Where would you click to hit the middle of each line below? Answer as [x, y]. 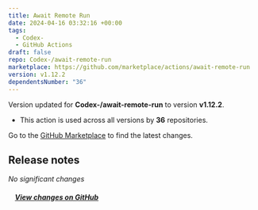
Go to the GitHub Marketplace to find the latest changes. [100, 135]
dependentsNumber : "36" [48, 82]
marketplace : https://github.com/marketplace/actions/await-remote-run [129, 67]
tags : [17, 30]
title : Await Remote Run [49, 15]
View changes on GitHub [57, 197]
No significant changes [46, 179]
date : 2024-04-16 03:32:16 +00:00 [65, 23]
